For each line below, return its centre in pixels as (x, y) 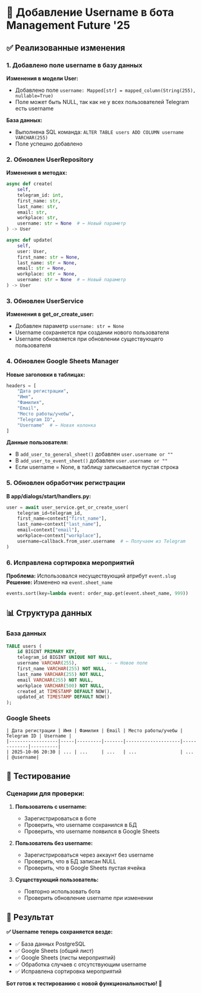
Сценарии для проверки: (45, 793)
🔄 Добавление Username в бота (90, 12)
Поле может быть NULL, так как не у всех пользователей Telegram (102, 102)
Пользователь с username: (51, 807)
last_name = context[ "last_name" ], (59, 524)
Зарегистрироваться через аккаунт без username (89, 855)
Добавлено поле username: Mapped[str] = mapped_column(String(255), (105, 90)
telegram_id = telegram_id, (50, 513)
